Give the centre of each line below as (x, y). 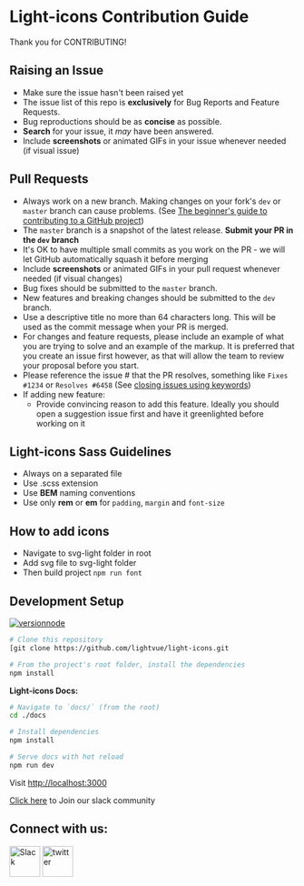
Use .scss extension (60, 483)
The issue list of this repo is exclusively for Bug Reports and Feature (151, 102)
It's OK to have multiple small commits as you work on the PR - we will (154, 249)
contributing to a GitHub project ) (83, 220)
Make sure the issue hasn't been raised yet (103, 92)
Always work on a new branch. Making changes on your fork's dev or (152, 201)
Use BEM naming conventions (79, 493)
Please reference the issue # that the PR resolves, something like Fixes (155, 375)
